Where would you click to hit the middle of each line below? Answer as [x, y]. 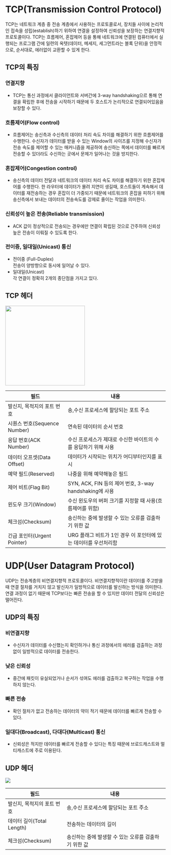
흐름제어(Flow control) [33, 123]
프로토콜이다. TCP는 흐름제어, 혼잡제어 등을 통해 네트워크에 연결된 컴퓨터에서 [82, 37]
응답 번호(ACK [24, 440]
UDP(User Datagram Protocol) [70, 566]
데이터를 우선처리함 [96, 543]
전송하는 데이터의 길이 [92, 824]
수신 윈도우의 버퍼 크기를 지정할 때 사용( [113, 500]
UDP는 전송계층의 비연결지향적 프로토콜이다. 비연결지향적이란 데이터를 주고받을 [84, 580]
